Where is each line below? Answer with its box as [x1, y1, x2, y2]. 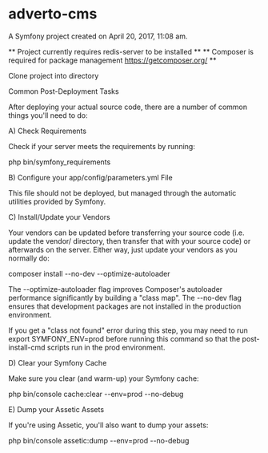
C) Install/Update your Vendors [8, 212, 110, 221]
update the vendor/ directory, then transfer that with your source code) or [8, 236, 251, 245]
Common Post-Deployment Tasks [8, 86, 119, 96]
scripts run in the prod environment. [46, 342, 166, 352]
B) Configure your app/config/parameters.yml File [8, 172, 174, 182]
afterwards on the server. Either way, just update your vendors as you [8, 245, 238, 254]
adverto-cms [8, 5, 98, 23]
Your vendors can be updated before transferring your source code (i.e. [8, 228, 246, 237]
